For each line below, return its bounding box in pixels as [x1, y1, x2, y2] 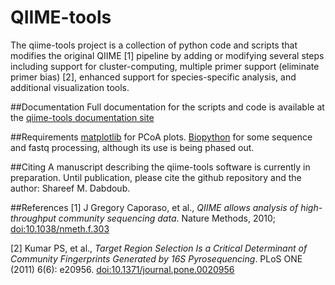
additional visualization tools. [10, 81, 130, 93]
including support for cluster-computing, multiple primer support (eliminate [10, 60, 320, 72]
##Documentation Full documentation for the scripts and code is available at [10, 101, 325, 113]
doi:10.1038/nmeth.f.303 [10, 222, 110, 235]
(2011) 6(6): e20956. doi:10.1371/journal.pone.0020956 [10, 263, 235, 275]
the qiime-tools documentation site [10, 111, 155, 123]
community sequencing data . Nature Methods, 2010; [58, 212, 277, 224]
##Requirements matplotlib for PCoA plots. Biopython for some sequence [10, 131, 313, 143]
